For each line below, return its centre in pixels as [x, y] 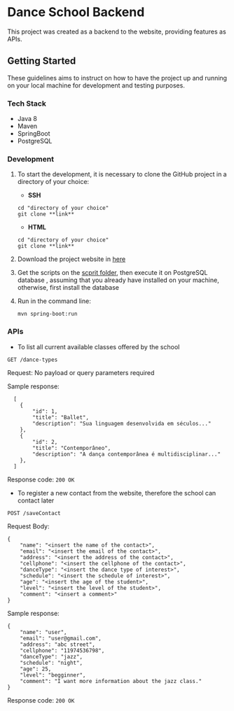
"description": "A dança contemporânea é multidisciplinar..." [126, 454]
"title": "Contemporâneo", [72, 448]
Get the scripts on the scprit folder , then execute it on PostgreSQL [112, 273]
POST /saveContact [34, 513]
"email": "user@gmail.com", [61, 638]
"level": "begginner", [53, 675]
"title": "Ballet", [61, 417]
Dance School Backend [76, 12]
